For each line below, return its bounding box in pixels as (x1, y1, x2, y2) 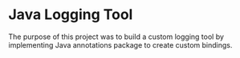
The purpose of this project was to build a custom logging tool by (8, 32, 225, 41)
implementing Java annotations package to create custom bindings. (8, 40, 233, 49)
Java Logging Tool (8, 6, 133, 24)
